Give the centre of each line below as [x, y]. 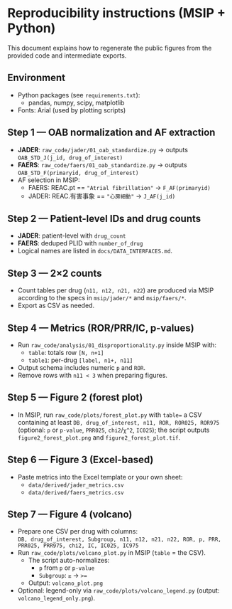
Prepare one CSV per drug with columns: [78, 531]
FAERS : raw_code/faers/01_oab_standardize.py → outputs [102, 164]
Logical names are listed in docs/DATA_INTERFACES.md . [95, 251]
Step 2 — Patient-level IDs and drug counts [104, 218]
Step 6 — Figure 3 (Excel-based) [81, 460]
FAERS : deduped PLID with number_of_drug [80, 243]
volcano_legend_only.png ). [56, 598]
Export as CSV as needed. [56, 306]
